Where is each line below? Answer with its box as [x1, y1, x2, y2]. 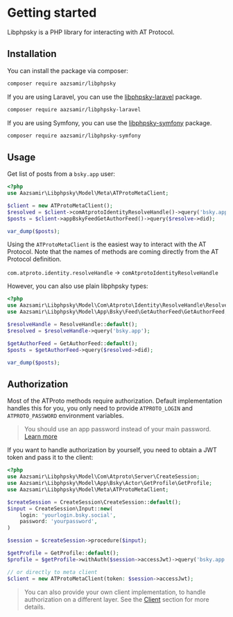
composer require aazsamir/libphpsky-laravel [7, 106, 141, 113]
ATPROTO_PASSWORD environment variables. [7, 412, 124, 420]
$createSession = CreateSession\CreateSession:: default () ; [7, 499, 182, 506]
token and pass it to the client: [7, 454, 94, 462]
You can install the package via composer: [7, 66, 128, 74]
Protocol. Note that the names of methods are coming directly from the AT [7, 248, 219, 256]
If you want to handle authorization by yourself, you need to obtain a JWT [7, 446, 217, 454]
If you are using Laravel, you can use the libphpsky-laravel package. [7, 93, 202, 101]
